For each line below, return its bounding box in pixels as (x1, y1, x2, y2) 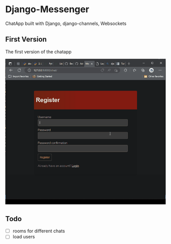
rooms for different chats (12, 228, 65, 234)
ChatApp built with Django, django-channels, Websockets (5, 20, 127, 26)
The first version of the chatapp (5, 48, 72, 54)
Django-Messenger (5, 4, 90, 15)
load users (12, 234, 35, 240)
